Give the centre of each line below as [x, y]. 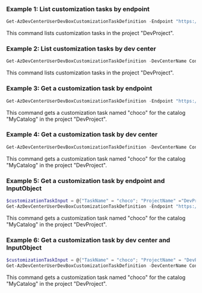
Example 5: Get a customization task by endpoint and [86, 181]
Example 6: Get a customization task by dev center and [88, 240]
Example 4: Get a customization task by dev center [82, 135]
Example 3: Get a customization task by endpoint [79, 88]
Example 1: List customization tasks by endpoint [78, 9]
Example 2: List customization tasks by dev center [81, 49]
